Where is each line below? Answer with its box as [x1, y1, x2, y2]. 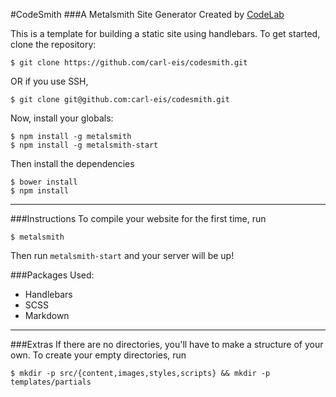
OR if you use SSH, [10, 75, 89, 87]
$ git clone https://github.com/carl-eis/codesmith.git [10, 58, 248, 68]
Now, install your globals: [10, 112, 114, 124]
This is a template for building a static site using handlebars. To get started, [10, 28, 321, 39]
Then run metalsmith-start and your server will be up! [10, 250, 235, 261]
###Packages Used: [10, 269, 95, 281]
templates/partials [10, 377, 92, 387]
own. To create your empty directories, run [10, 349, 187, 361]
